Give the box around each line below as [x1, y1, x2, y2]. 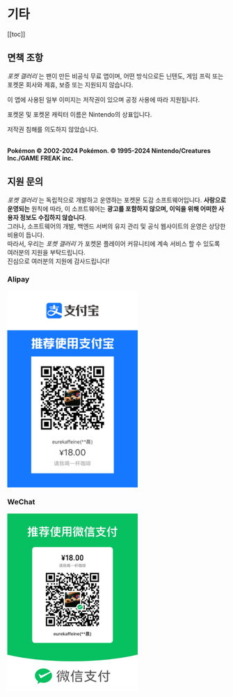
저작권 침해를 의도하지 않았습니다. [7, 125, 99, 133]
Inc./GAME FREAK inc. [7, 154, 74, 162]
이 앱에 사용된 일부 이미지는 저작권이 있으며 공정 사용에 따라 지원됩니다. [7, 95, 200, 103]
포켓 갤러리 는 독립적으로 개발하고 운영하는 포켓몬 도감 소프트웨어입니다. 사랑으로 [7, 196, 227, 204]
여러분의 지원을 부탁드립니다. [7, 248, 86, 256]
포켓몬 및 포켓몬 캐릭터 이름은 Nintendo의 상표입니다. [7, 110, 152, 119]
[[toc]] [7, 29, 26, 38]
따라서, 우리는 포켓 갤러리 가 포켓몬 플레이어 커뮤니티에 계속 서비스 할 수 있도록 [7, 239, 220, 248]
